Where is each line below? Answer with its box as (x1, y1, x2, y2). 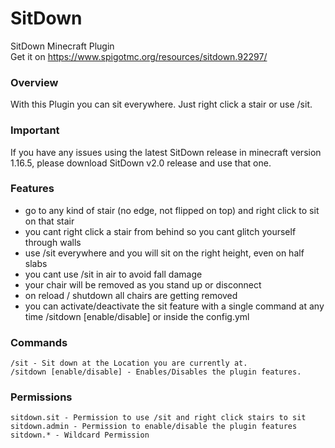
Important (10, 123, 60, 137)
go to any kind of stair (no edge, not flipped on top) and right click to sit (24, 204, 320, 216)
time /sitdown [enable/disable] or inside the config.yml (24, 310, 250, 322)
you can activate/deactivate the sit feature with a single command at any (24, 300, 325, 312)
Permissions (10, 390, 73, 404)
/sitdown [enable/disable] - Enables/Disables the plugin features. (10, 367, 302, 377)
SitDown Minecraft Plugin (10, 40, 115, 52)
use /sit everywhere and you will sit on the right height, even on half (24, 247, 305, 259)
